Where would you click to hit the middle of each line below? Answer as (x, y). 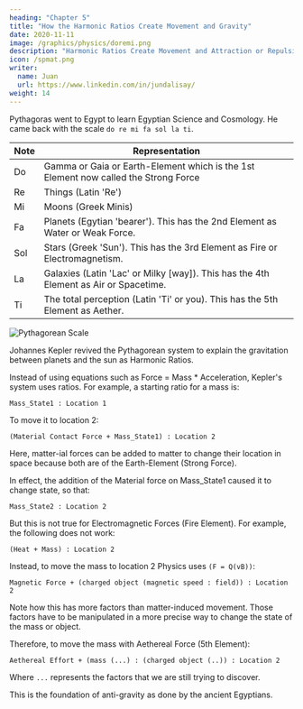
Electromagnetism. (83, 258)
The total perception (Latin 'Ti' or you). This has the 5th (161, 299)
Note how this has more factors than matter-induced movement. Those (141, 607)
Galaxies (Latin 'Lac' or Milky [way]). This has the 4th (157, 273)
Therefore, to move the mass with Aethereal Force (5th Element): (130, 644)
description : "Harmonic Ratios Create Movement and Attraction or (137, 51)
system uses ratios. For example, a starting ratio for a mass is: (124, 387)
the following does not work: (62, 532)
